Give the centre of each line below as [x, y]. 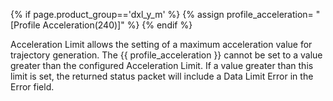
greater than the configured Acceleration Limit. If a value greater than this [162, 65]
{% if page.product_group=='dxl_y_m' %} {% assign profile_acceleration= [162, 14]
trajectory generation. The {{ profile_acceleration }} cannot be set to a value [166, 55]
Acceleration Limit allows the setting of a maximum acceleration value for [161, 44]
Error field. [32, 87]
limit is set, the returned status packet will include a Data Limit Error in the [162, 76]
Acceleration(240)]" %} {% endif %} [117, 25]
